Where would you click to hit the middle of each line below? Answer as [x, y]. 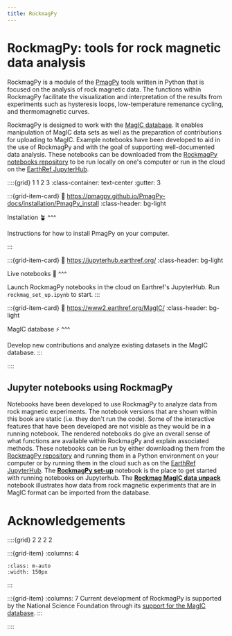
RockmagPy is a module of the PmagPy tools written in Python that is [106, 82]
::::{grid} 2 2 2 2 [30, 540]
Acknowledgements [66, 521]
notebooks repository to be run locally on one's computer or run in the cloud [116, 162]
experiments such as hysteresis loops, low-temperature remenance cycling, [115, 104]
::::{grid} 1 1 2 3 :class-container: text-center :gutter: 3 [84, 182]
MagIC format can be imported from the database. [79, 492]
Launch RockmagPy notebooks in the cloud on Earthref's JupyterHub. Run [114, 287]
